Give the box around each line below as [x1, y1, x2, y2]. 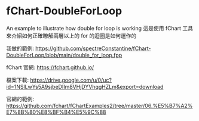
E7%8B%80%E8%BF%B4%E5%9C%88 [6, 108, 106, 116]
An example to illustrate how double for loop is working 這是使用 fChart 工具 [6, 24, 193, 32]
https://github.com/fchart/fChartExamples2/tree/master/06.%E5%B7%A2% [6, 102, 193, 109]
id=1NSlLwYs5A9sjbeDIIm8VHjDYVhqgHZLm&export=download [6, 83, 164, 90]
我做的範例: [6, 45, 35, 52]
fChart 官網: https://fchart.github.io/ [6, 64, 94, 71]
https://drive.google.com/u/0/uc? [29, 76, 112, 83]
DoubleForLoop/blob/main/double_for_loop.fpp [6, 51, 123, 58]
